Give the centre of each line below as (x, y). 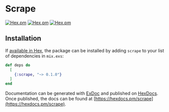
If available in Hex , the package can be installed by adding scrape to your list (85, 50)
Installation (23, 38)
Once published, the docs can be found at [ (50, 99)
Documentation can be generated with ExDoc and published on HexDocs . (82, 93)
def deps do (18, 65)
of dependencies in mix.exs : (35, 56)
